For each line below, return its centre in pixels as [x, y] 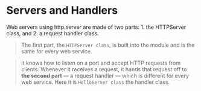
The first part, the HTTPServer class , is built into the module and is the [108, 45]
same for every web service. [56, 51]
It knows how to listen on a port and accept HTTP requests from [101, 63]
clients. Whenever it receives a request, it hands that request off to [104, 69]
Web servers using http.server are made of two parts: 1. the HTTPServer [96, 27]
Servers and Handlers [62, 10]
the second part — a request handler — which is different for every [105, 75]
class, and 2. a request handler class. [53, 33]
